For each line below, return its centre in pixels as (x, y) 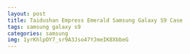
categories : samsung (38, 33)
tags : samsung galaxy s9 (44, 27)
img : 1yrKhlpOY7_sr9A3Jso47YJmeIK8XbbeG (68, 40)
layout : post (27, 14)
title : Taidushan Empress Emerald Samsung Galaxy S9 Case (95, 20)
